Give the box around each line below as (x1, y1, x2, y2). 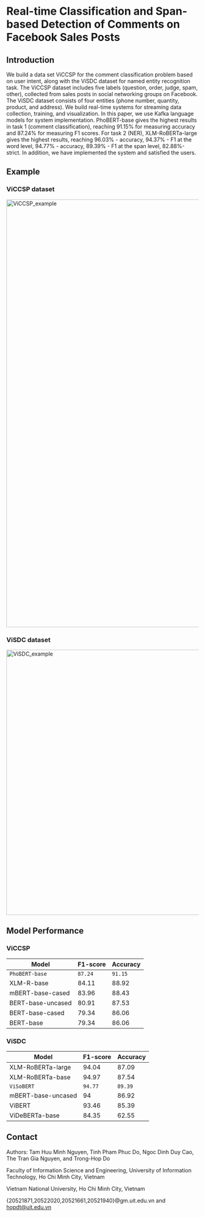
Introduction (6, 54, 55, 65)
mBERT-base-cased (9, 989, 70, 997)
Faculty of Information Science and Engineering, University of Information (6, 1166, 192, 1174)
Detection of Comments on (40, 17, 180, 31)
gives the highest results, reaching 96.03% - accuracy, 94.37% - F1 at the (6, 136, 192, 143)
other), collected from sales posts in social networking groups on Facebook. (6, 91, 198, 97)
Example (6, 167, 40, 177)
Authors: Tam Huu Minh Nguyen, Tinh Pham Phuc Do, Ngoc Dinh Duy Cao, (6, 1148, 194, 1155)
